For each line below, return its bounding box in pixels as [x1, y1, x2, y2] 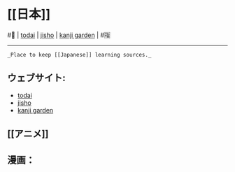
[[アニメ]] [7, 128, 49, 140]
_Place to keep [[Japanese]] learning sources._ [7, 51, 152, 58]
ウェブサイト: [7, 72, 66, 84]
